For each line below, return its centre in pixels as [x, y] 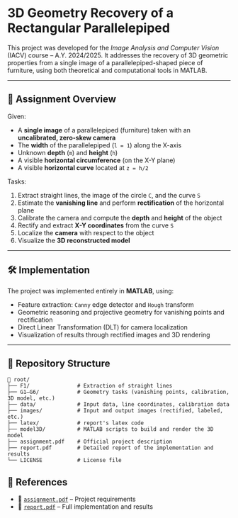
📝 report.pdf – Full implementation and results [85, 507]
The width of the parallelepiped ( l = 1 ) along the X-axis [100, 145]
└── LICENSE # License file [64, 461]
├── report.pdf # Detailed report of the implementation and [110, 448]
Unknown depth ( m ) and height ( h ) [68, 152]
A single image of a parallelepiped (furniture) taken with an [104, 130]
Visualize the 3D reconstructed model [74, 240]
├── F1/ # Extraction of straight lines [90, 386]
